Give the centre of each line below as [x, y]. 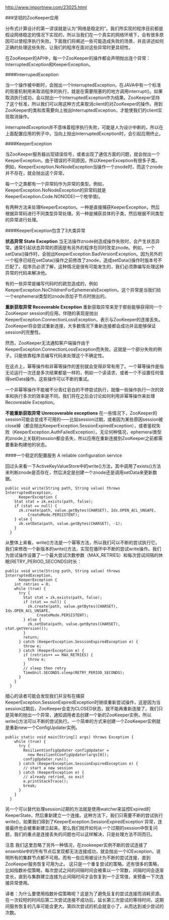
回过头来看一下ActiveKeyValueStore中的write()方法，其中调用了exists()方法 [83, 466]
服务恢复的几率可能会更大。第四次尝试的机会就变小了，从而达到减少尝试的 [87, 906]
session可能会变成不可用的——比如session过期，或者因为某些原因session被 [84, 419]
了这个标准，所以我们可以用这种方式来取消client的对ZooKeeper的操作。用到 [84, 104]
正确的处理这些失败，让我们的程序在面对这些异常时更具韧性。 [69, 47]
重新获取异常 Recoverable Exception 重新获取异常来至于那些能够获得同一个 [84, 307]
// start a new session [48, 768]
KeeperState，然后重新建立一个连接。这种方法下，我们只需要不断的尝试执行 [84, 815]
